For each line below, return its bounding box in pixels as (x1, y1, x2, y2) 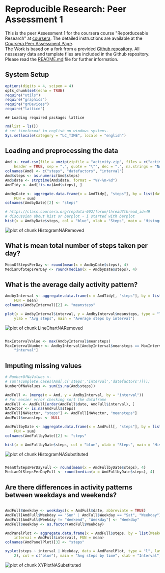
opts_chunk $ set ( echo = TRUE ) (5, 88, 65, 93)
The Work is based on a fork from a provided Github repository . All (5, 46, 140, 52)
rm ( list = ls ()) (5, 124, 38, 129)
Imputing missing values (5, 361, 82, 370)
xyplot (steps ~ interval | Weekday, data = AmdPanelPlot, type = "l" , (5, 549, 153, 554)
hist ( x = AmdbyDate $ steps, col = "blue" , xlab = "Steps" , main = (5, 219, 141, 224)
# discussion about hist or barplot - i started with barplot (5, 214, 135, 219)
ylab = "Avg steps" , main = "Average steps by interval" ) (14, 316, 135, 321)
